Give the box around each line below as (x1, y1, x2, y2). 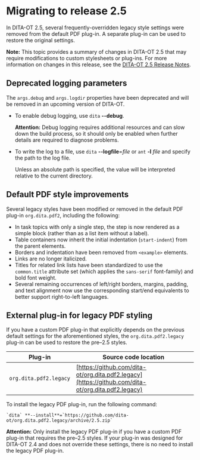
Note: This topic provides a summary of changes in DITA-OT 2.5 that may (6, 48, 187, 55)
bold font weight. (14, 274, 57, 281)
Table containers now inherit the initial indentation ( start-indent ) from (14, 236, 187, 243)
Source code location (102, 353, 165, 361)
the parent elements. (14, 242, 66, 249)
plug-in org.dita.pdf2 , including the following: (6, 211, 120, 219)
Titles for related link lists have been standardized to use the (14, 261, 163, 268)
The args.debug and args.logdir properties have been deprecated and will (6, 94, 189, 101)
